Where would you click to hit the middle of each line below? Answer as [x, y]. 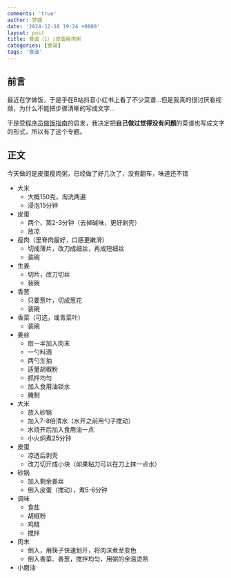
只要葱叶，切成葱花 [55, 300]
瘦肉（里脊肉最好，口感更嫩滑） [62, 239]
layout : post [26, 33]
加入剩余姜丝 [46, 481]
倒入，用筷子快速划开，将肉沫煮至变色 [82, 550]
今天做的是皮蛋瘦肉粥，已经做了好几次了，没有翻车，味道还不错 [98, 173]
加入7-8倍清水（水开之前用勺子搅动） [81, 421]
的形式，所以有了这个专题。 [47, 131]
